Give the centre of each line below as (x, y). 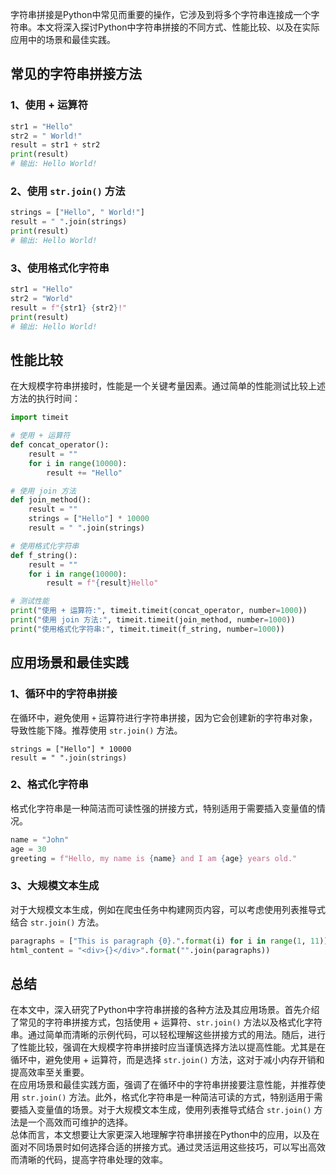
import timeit (40, 418)
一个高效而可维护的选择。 (80, 1122)
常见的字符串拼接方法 (76, 74)
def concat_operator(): (60, 445)
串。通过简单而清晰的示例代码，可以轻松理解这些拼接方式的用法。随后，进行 (168, 1035)
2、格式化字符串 (49, 785)
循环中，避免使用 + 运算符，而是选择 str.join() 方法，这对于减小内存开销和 (167, 1060)
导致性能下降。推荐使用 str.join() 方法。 (96, 730)
